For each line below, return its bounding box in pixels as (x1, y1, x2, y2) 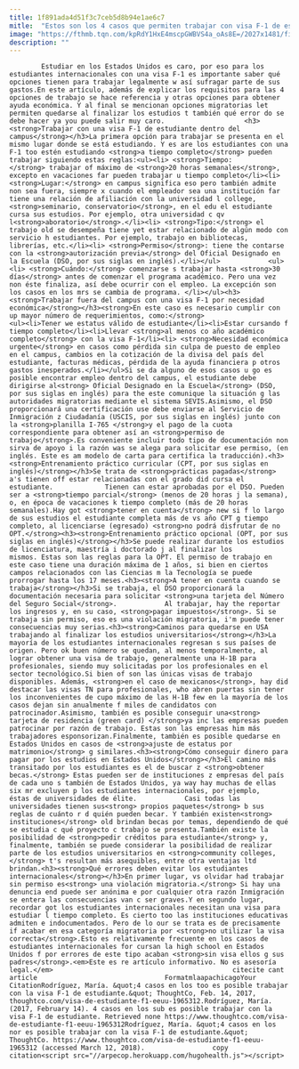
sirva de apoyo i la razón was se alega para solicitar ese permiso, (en (9, 444, 289, 453)
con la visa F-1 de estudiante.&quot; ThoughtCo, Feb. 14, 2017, (9, 989, 256, 998)
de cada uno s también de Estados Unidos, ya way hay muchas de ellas (9, 779, 277, 788)
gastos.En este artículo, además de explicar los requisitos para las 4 (9, 85, 285, 94)
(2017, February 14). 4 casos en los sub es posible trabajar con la (9, 1005, 273, 1014)
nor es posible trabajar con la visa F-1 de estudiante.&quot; (9, 1028, 249, 1037)
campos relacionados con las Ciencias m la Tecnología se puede (9, 569, 253, 578)
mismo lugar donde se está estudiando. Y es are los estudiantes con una (9, 140, 289, 150)
